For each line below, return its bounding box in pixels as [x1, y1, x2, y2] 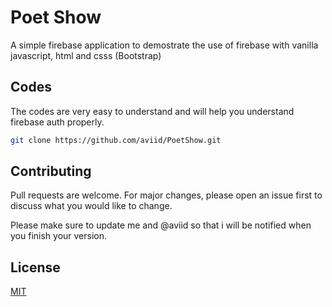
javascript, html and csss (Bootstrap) [10, 49, 162, 61]
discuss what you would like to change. [10, 200, 173, 212]
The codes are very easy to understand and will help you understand [10, 105, 295, 117]
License [10, 259, 61, 276]
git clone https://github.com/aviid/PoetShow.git [10, 135, 222, 145]
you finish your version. [10, 230, 108, 242]
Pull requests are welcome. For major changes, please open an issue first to [10, 189, 323, 201]
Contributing [10, 163, 92, 180]
